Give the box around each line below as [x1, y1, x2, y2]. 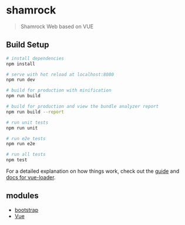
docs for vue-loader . [6, 174, 56, 180]
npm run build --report [6, 109, 65, 115]
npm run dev [6, 77, 35, 83]
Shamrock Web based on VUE [20, 23, 94, 30]
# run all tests [6, 152, 46, 158]
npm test [6, 157, 28, 163]
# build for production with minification [6, 87, 112, 94]
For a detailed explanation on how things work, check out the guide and [6, 168, 180, 175]
